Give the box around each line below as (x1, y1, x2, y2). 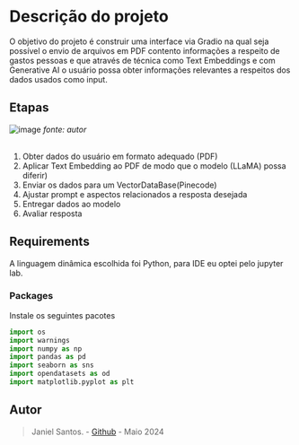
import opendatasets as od (9, 370, 110, 379)
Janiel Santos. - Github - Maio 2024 (31, 426, 164, 437)
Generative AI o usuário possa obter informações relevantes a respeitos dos (9, 65, 291, 75)
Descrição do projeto (9, 6, 169, 27)
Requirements (9, 234, 90, 249)
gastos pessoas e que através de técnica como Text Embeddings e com (9, 55, 276, 65)
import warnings (9, 336, 70, 345)
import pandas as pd (9, 353, 87, 362)
